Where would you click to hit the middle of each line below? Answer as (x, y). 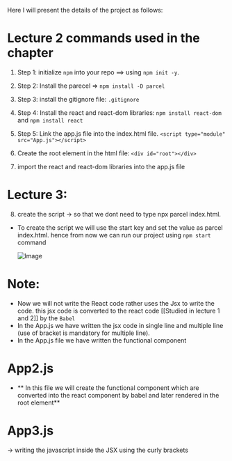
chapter (30, 53)
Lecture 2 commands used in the (103, 38)
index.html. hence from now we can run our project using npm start (114, 235)
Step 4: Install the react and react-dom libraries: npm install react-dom (119, 112)
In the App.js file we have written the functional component (102, 340)
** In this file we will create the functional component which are (108, 388)
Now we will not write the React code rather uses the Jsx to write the (116, 303)
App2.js (31, 368)
